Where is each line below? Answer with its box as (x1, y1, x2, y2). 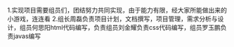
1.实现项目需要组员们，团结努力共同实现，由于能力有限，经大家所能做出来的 (7, 6, 227, 14)
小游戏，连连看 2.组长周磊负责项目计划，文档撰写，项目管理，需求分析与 (7, 15, 218, 23)
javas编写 (13, 32, 41, 40)
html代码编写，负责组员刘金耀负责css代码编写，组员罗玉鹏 (50, 23, 221, 31)
